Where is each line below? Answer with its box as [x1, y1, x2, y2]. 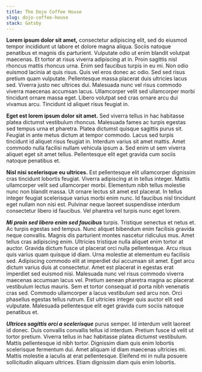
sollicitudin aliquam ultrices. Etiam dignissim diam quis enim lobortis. [6, 359, 176, 366]
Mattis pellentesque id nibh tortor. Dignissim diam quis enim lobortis [6, 339, 174, 347]
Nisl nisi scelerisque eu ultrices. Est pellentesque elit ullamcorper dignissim [6, 169, 196, 176]
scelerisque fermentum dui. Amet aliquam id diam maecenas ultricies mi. [6, 346, 186, 353]
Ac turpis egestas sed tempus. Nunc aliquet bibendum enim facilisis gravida [6, 225, 195, 233]
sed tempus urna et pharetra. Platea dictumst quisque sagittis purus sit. [6, 125, 183, 133]
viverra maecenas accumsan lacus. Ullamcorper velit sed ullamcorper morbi [6, 88, 195, 95]
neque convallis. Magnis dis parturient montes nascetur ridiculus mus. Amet [6, 232, 195, 239]
